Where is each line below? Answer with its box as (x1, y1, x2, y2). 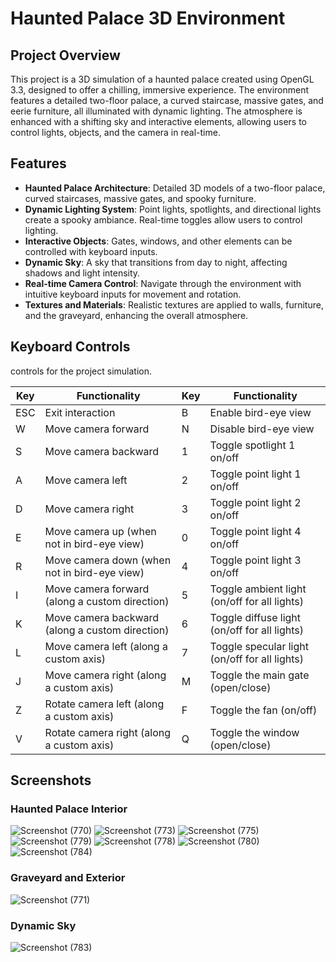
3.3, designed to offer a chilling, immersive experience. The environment (10, 84, 310, 96)
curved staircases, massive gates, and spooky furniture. (24, 192, 257, 204)
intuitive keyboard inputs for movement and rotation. (24, 288, 242, 300)
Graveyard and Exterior (10, 871, 126, 885)
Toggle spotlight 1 (209, 438, 296, 452)
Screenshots (10, 772, 92, 789)
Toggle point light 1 (209, 467, 302, 481)
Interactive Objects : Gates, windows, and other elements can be (24, 235, 293, 247)
